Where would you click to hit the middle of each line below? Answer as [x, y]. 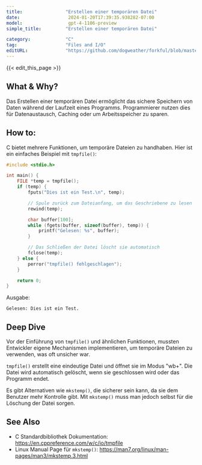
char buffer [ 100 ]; [51, 220]
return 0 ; [29, 280]
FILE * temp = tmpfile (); [48, 181]
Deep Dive [26, 327]
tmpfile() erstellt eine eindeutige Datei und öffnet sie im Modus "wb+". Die [99, 366]
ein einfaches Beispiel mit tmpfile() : [52, 153]
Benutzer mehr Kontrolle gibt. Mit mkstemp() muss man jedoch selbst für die [100, 397]
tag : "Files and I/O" [56, 45]
